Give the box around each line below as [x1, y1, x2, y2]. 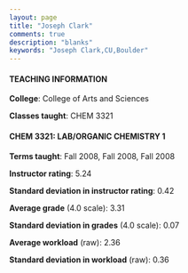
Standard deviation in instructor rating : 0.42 [9, 185, 175, 196]
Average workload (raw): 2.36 [9, 237, 121, 247]
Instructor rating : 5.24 [9, 168, 92, 179]
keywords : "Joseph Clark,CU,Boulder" [9, 46, 149, 55]
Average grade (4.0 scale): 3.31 [9, 202, 126, 213]
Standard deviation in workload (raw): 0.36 [9, 254, 170, 265]
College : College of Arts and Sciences [9, 93, 149, 104]
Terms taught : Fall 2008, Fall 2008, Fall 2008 [9, 150, 176, 161]
